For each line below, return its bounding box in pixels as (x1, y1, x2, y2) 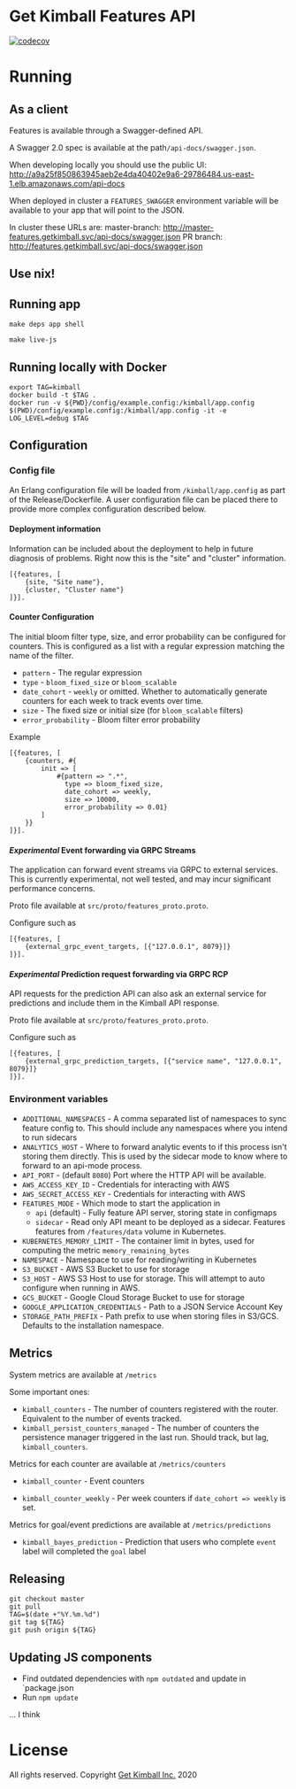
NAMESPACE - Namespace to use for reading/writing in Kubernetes (21, 1254, 257, 1265)
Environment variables (9, 1093, 109, 1106)
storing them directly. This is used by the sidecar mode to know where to (21, 1151, 288, 1161)
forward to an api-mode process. (21, 1160, 143, 1170)
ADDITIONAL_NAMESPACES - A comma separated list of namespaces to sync (21, 1113, 287, 1123)
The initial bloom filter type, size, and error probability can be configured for (9, 631, 286, 643)
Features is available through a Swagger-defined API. (9, 125, 203, 135)
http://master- (163, 221, 214, 232)
